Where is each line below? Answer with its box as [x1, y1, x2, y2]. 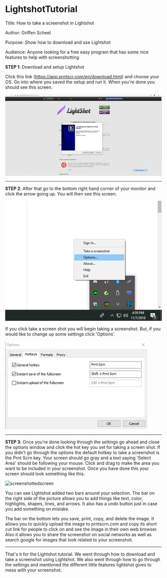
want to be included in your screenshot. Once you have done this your [5, 465, 149, 472]
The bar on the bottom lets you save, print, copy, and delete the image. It [5, 516, 154, 522]
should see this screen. [5, 84, 53, 90]
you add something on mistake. [5, 506, 70, 512]
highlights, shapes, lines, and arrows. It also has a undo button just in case [5, 501, 158, 507]
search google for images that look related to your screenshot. [5, 537, 133, 543]
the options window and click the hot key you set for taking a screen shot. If [5, 444, 161, 450]
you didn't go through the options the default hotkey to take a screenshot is [5, 450, 160, 456]
